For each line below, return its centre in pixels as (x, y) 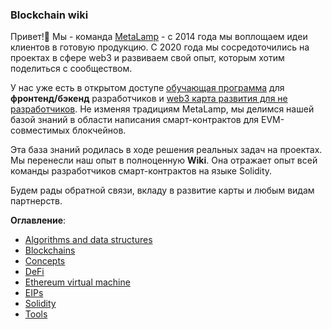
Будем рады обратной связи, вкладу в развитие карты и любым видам (162, 190)
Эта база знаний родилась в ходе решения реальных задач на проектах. (166, 150)
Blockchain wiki (49, 15)
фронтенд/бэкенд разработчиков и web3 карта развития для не (149, 99)
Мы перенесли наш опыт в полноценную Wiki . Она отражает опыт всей (164, 160)
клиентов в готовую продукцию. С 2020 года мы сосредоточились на (160, 47)
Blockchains (50, 250)
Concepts (45, 261)
